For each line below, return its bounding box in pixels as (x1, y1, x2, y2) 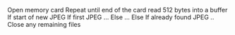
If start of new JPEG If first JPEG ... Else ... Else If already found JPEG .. (7, 13, 215, 21)
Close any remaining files (7, 21, 81, 28)
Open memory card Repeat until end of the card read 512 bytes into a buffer (7, 6, 228, 14)
